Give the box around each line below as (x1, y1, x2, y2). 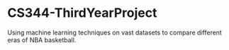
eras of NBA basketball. (7, 35, 77, 44)
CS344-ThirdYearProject (7, 5, 157, 21)
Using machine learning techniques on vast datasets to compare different (7, 28, 222, 37)
